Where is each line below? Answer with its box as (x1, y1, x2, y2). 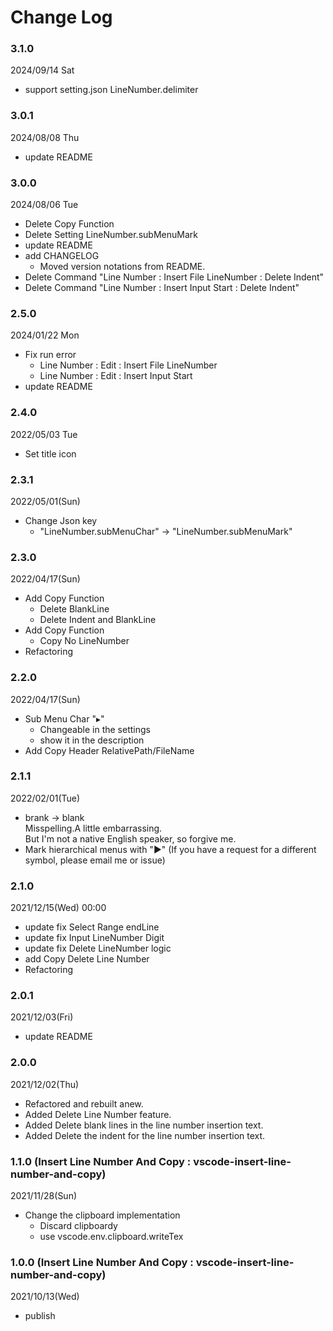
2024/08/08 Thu (10, 131, 80, 143)
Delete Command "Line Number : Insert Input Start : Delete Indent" (24, 282, 300, 294)
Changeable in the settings (39, 723, 151, 735)
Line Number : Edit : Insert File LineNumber (39, 359, 218, 371)
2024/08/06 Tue (10, 199, 79, 211)
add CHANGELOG (24, 250, 100, 262)
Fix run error (24, 349, 77, 361)
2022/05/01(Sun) (10, 495, 81, 507)
